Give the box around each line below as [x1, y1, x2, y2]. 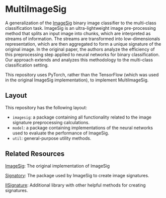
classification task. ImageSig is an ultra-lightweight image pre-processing [5, 25, 156, 31]
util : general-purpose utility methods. [12, 135, 91, 141]
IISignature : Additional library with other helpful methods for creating [5, 182, 146, 188]
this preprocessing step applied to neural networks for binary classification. [5, 51, 160, 58]
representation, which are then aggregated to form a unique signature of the [5, 41, 162, 47]
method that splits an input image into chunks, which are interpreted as [5, 30, 151, 36]
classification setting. [5, 62, 49, 68]
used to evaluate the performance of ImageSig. [12, 130, 109, 136]
